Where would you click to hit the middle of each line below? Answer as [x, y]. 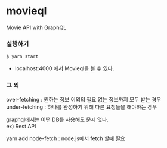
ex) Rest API [21, 126]
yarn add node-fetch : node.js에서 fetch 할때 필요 [66, 138]
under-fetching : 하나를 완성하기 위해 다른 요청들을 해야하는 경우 [82, 107]
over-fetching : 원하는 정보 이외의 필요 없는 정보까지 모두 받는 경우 [84, 99]
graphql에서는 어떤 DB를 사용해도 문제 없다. [57, 119]
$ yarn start [22, 57]
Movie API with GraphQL [36, 27]
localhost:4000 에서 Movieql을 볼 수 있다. [64, 68]
